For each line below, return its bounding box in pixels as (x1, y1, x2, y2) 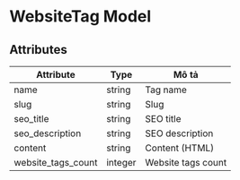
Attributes (9, 42, 67, 57)
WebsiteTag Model (9, 6, 152, 27)
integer (106, 157, 137, 168)
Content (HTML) (145, 141, 214, 154)
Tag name (145, 83, 187, 96)
